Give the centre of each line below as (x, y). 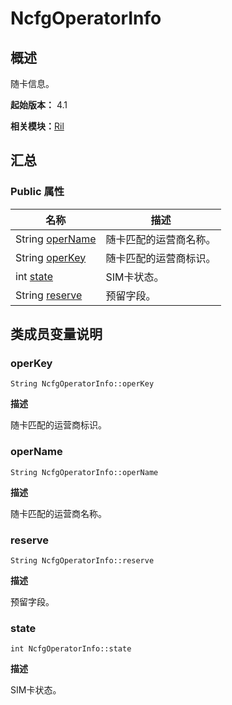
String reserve (49, 295)
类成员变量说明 (56, 334)
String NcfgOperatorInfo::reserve (82, 560)
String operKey (51, 257)
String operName (56, 239)
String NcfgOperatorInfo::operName (84, 472)
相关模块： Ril (37, 126)
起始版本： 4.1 (39, 105)
